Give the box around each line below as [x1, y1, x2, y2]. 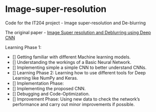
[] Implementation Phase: [12, 80, 64, 86]
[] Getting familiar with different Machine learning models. [12, 54, 131, 60]
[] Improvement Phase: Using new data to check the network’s [12, 96, 140, 102]
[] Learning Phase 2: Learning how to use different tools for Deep [12, 69, 146, 75]
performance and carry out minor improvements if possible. [12, 101, 135, 107]
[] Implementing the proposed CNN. [12, 85, 86, 91]
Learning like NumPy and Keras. [12, 75, 78, 81]
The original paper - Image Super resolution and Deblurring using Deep [5, 29, 152, 35]
